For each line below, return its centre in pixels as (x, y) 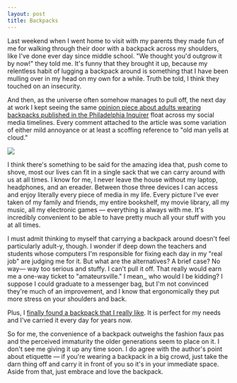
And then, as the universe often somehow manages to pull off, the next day (117, 99)
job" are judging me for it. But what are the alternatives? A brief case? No (114, 261)
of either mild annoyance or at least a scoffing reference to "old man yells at (118, 130)
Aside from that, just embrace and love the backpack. (86, 371)
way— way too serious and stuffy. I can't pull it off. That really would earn (115, 268)
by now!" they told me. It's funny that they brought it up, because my (108, 63)
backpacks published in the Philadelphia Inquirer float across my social (111, 115)
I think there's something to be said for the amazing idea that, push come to (117, 165)
